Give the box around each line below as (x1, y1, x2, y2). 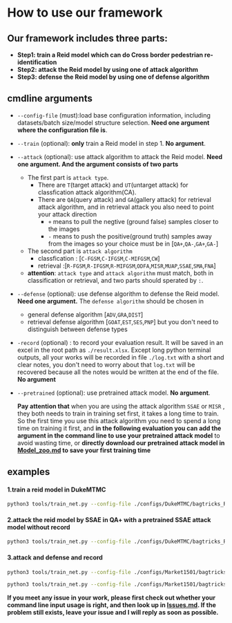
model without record (7, 523, 70, 531)
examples (7, 466, 50, 478)
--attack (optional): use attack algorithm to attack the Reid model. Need (17, 152, 223, 160)
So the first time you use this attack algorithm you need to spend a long (17, 416, 221, 425)
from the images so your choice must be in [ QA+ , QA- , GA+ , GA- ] (48, 239, 219, 248)
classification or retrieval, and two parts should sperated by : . (27, 276, 204, 284)
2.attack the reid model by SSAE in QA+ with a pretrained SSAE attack (7, 515, 211, 523)
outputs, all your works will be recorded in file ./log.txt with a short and (17, 353, 224, 361)
